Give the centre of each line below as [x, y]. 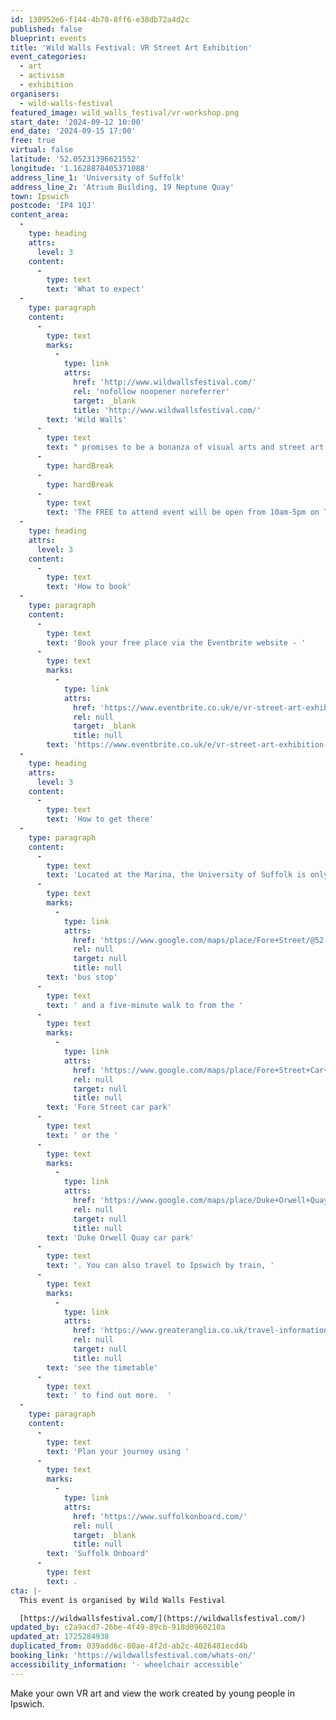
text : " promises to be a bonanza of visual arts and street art [185, 447]
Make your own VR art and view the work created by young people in [152, 1693]
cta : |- [26, 1591]
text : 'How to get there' [100, 819]
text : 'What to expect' [95, 289]
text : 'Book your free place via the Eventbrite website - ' [176, 642]
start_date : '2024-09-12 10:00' [77, 122]
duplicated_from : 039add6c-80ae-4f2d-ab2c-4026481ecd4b [129, 1646]
